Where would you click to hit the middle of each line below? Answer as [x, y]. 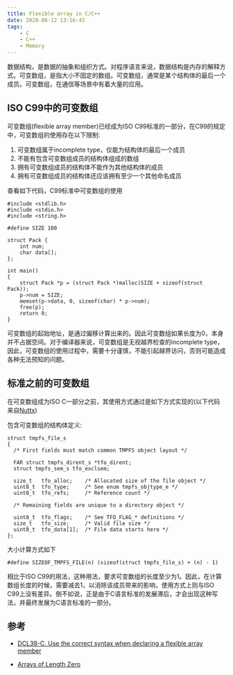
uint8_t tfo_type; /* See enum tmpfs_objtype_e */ [96, 487]
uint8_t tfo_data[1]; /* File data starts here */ [91, 530]
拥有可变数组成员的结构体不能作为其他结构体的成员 [90, 167]
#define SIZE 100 [32, 228]
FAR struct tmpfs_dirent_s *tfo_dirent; [72, 462]
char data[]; [38, 252]
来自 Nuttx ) [22, 410]
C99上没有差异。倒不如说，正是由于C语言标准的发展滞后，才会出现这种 [110, 594]
